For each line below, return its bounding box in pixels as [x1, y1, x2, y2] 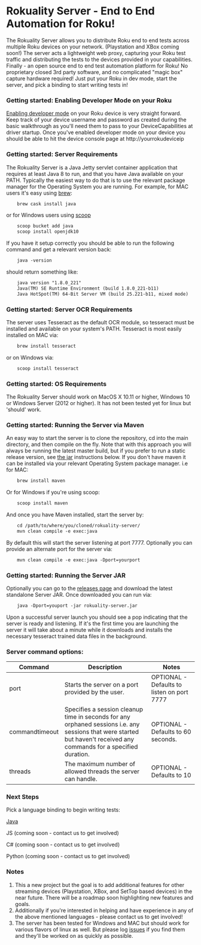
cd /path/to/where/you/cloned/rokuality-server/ [17, 522, 141, 529]
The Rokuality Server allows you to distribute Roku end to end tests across [6, 37, 190, 44]
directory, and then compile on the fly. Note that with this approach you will [6, 441, 191, 448]
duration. [64, 750, 90, 758]
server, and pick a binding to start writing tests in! [6, 81, 129, 88]
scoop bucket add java [17, 223, 74, 229]
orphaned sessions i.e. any [64, 720, 140, 728]
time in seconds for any [64, 713, 130, 721]
